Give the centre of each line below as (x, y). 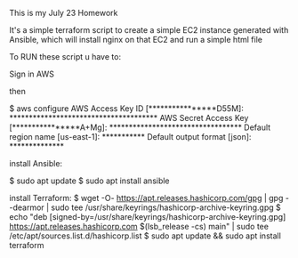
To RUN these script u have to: (65, 56)
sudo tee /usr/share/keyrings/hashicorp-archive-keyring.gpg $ (166, 207)
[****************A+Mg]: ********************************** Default (140, 127)
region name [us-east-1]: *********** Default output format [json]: (130, 137)
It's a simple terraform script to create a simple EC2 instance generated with (149, 30)
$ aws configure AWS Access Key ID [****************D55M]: (127, 109)
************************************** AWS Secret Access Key (129, 118)
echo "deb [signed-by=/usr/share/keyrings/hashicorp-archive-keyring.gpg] (148, 217)
